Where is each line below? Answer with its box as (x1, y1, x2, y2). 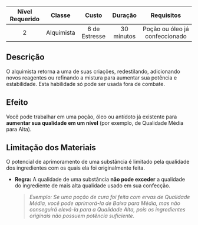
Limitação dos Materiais (6, 143, 96, 153)
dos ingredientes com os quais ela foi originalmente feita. (6, 164, 146, 171)
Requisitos (150, 11, 181, 19)
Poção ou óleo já (143, 25, 189, 33)
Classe (51, 11, 71, 19)
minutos (113, 32, 136, 40)
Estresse (81, 32, 106, 40)
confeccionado (145, 32, 187, 40)
